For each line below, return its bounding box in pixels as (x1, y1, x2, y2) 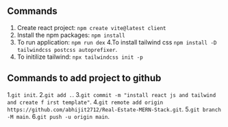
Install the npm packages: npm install (16, 31, 125, 39)
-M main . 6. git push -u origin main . (7, 112, 110, 120)
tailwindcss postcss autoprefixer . (16, 45, 118, 53)
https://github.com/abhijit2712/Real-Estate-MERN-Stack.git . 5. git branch (7, 105, 221, 113)
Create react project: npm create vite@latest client (16, 23, 166, 31)
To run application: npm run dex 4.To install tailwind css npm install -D (16, 38, 217, 46)
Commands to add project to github (7, 72, 162, 84)
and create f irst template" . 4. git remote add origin (7, 98, 164, 106)
